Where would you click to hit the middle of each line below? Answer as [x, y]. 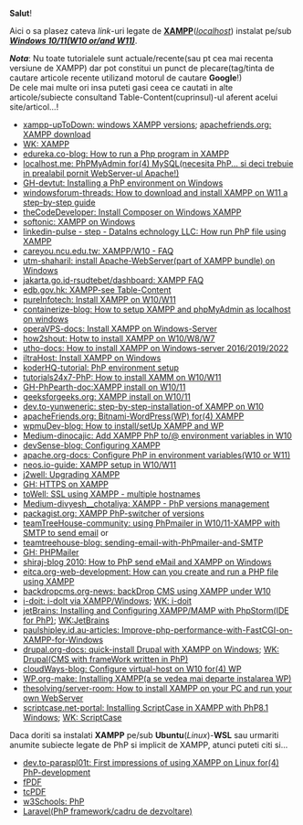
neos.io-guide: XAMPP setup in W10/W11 [99, 465]
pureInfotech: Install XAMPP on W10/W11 [99, 300]
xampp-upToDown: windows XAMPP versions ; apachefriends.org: [147, 124]
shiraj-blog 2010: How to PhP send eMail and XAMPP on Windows [147, 562]
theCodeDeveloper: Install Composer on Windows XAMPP [132, 212]
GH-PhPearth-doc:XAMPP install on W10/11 [104, 387]
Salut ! [21, 13]
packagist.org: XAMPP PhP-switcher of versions [114, 513]
